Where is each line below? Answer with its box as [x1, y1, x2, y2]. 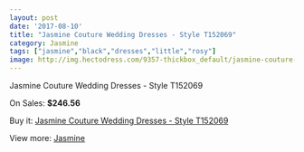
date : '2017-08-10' [9, 22, 83, 31]
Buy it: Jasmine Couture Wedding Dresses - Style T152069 [9, 115, 229, 126]
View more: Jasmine [9, 133, 86, 143]
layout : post [9, 13, 59, 23]
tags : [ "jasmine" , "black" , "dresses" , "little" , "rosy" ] [9, 47, 217, 56]
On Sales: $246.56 [9, 98, 81, 109]
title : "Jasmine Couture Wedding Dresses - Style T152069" [9, 30, 237, 39]
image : [9, 55, 34, 64]
